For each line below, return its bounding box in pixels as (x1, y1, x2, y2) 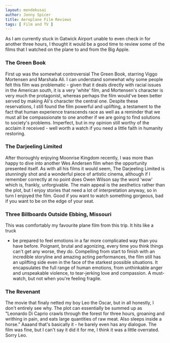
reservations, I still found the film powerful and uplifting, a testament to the (5, 103, 161, 110)
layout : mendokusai (5, 7, 47, 13)
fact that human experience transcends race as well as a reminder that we (5, 109, 160, 115)
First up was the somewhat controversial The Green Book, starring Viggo (5, 71, 158, 77)
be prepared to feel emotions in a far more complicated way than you (12, 238, 157, 244)
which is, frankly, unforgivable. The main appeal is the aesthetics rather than (5, 181, 165, 188)
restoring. (5, 130, 26, 137)
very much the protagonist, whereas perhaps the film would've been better (5, 92, 162, 98)
